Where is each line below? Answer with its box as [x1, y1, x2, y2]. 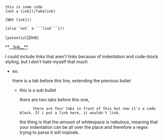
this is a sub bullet [19, 87, 56, 93]
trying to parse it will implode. [19, 130, 80, 135]
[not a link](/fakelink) [5, 9, 56, 14]
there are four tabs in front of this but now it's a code [32, 106, 156, 111]
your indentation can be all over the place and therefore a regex [19, 124, 148, 130]
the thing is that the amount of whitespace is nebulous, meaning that [19, 119, 158, 125]
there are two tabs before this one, [19, 97, 90, 102]
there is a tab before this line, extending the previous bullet [12, 78, 131, 83]
